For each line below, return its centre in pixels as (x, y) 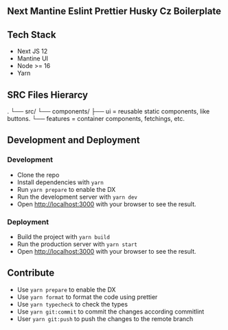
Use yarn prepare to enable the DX (66, 289)
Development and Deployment (73, 140)
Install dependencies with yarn (60, 182)
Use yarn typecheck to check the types (72, 304)
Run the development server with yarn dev (77, 197)
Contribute (31, 273)
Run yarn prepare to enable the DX (66, 189)
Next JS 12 (32, 52)
